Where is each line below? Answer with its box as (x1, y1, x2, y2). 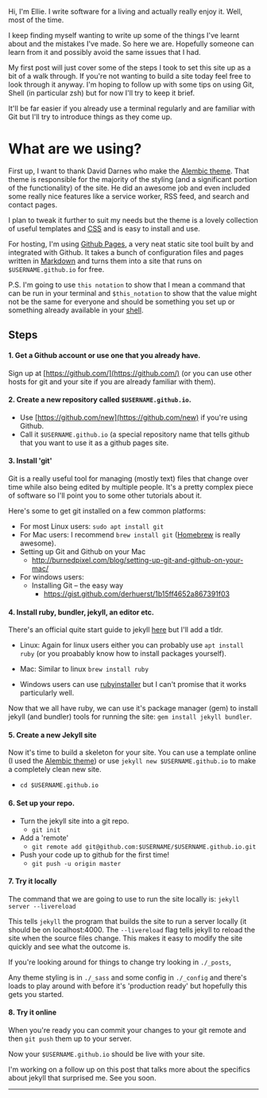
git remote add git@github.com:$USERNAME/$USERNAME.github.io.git (31, 843, 257, 851)
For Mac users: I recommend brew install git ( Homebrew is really (19, 530, 241, 539)
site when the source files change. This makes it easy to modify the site (8, 933, 243, 943)
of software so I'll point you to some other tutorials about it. (8, 491, 203, 500)
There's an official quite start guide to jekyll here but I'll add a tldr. (8, 625, 223, 634)
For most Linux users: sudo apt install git (19, 521, 164, 531)
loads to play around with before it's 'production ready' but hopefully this (8, 981, 248, 991)
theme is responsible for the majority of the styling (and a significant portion (8, 174, 257, 184)
